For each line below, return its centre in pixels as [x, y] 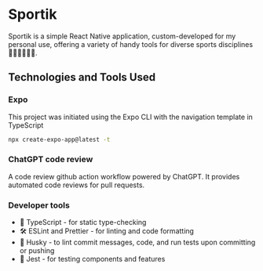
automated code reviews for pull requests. [77, 185]
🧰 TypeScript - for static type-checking [83, 222]
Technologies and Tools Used [82, 77]
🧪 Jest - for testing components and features [92, 259]
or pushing [37, 251]
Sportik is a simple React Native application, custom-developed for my [122, 36]
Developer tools [39, 205]
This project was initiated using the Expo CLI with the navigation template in [131, 117]
